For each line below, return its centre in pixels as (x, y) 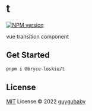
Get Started (28, 55)
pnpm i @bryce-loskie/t (36, 69)
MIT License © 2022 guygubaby (46, 102)
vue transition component (38, 36)
